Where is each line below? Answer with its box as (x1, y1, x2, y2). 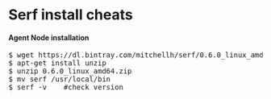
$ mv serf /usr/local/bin (8, 75, 111, 84)
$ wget (8, 51, 35, 60)
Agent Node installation (8, 32, 90, 42)
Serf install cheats (8, 6, 133, 24)
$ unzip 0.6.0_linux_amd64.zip (8, 67, 132, 76)
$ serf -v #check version (8, 83, 123, 92)
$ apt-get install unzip (8, 59, 106, 68)
